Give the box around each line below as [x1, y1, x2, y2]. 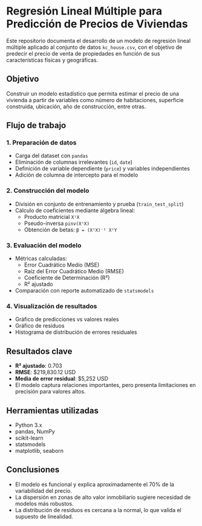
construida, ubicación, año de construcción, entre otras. [6, 103, 146, 110]
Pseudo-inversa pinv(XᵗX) [24, 219, 90, 227]
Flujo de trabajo [6, 120, 67, 131]
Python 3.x [15, 421, 42, 429]
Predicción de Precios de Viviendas [6, 17, 189, 31]
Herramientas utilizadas [6, 405, 99, 415]
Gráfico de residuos [15, 322, 65, 330]
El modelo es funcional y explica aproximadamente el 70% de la [15, 481, 174, 488]
